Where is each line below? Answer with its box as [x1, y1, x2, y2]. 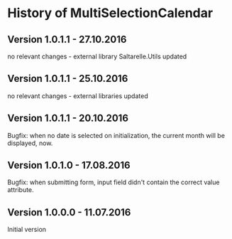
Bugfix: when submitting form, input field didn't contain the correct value [7, 178, 220, 186]
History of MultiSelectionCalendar [7, 5, 214, 21]
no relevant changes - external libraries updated [7, 91, 148, 100]
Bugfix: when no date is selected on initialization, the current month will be [7, 131, 226, 139]
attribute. [7, 186, 34, 194]
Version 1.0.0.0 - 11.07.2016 [7, 206, 131, 218]
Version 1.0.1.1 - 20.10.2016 [7, 112, 129, 124]
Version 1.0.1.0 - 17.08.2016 [7, 159, 131, 171]
